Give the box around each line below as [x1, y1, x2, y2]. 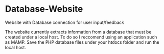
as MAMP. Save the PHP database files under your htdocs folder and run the [5, 39, 160, 45]
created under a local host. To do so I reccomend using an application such [5, 34, 157, 40]
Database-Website [5, 3, 83, 15]
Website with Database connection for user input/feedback [5, 19, 124, 25]
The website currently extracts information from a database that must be [5, 29, 152, 35]
